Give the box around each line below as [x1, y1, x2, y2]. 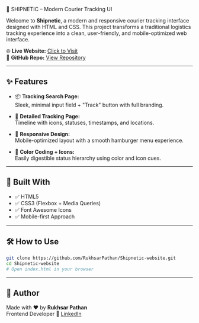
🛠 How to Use [6, 237, 59, 247]
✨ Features [6, 77, 48, 87]
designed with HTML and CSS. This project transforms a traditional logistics [6, 24, 191, 30]
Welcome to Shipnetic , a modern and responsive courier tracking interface [6, 17, 190, 24]
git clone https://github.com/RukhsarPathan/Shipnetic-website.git [6, 255, 176, 261]
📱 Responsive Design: [14, 130, 70, 137]
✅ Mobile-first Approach [14, 213, 75, 220]
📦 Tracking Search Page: [14, 92, 79, 100]
